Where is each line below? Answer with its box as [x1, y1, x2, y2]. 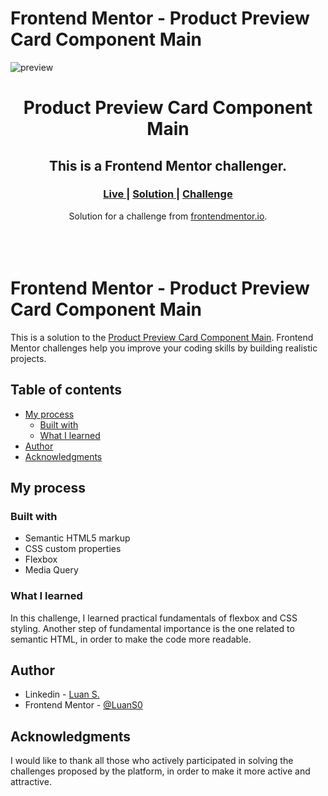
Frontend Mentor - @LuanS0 [24, 699, 143, 711]
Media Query [24, 564, 79, 576]
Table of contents [10, 382, 122, 399]
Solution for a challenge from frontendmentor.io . [68, 210, 268, 222]
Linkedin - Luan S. [24, 688, 100, 701]
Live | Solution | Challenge [103, 187, 233, 201]
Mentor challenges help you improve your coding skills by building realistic [10, 342, 318, 354]
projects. [10, 352, 47, 364]
